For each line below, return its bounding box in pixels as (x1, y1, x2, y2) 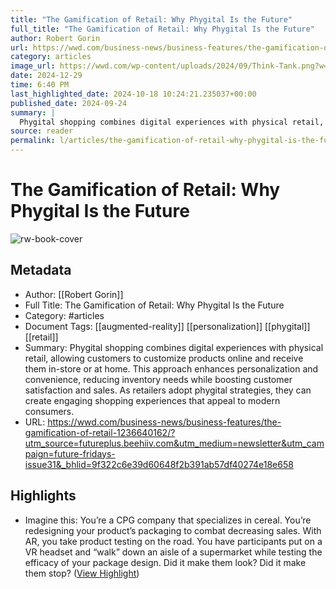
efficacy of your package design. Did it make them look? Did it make (24, 556, 307, 568)
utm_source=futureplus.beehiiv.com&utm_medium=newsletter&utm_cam (24, 437, 325, 449)
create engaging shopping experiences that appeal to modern (24, 394, 281, 406)
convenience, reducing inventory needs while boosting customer (24, 373, 293, 385)
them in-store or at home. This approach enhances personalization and (24, 362, 319, 375)
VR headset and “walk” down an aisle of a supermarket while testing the (24, 546, 323, 558)
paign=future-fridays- (24, 447, 116, 460)
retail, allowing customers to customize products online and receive (24, 352, 304, 364)
